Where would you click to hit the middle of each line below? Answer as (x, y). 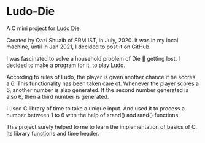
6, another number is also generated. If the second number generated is (98, 90)
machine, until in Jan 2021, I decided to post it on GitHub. (79, 47)
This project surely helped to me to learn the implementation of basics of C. (102, 126)
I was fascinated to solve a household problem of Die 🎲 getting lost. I (93, 58)
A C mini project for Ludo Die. (44, 28)
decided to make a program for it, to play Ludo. (66, 65)
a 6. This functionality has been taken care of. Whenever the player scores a (103, 83)
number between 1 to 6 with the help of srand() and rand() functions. (93, 115)
